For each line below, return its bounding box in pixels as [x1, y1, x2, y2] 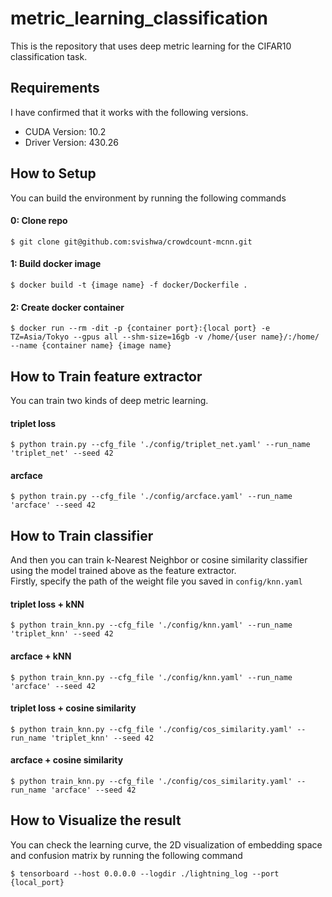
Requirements [10, 80, 100, 97]
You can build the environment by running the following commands [10, 192, 287, 204]
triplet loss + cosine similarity [10, 702, 137, 714]
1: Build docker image [10, 258, 102, 270]
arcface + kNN [10, 650, 72, 662]
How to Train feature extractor [10, 368, 203, 385]
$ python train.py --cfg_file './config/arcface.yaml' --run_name [10, 492, 293, 502]
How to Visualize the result [10, 812, 182, 829]
